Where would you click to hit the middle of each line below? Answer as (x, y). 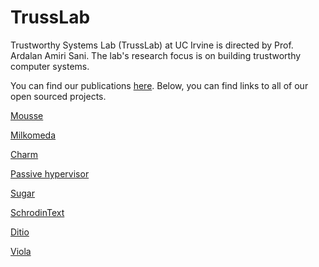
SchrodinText (37, 212)
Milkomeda (33, 135)
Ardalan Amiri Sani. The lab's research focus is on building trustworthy (156, 55)
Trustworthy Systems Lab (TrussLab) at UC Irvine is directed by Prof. (152, 45)
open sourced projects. (58, 96)
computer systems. (50, 66)
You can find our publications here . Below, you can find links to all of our (159, 85)
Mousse (27, 115)
